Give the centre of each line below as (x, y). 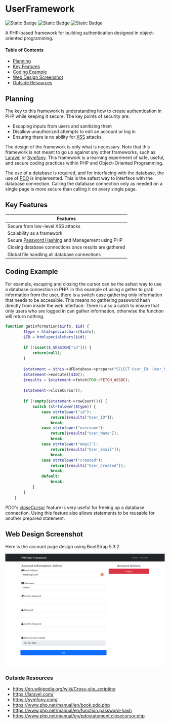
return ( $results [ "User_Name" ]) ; (84, 433)
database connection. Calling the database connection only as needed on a (84, 183)
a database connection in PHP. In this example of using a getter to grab (79, 289)
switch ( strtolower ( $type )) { (64, 406)
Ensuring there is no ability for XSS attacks (57, 137)
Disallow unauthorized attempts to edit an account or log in (74, 131)
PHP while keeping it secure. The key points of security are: (68, 116)
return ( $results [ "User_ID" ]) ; (82, 417)
